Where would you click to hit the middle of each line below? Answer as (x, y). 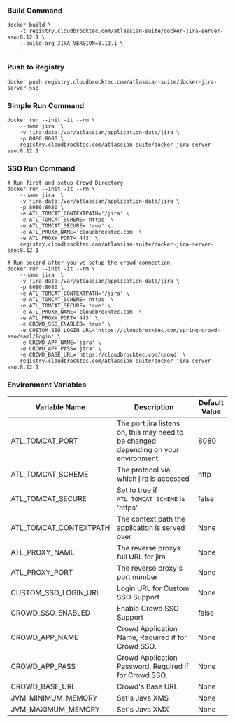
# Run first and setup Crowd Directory (65, 183)
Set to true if (137, 490)
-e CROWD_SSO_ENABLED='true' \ (65, 324)
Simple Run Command (46, 105)
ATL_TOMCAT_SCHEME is (151, 499)
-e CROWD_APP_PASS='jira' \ (60, 349)
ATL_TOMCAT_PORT (44, 441)
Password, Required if (152, 667)
